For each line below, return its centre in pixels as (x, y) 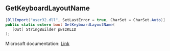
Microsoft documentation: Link (38, 44)
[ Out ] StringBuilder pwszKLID (44, 29)
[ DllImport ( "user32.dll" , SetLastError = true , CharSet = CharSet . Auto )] (86, 20)
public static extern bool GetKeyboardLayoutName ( (60, 25)
